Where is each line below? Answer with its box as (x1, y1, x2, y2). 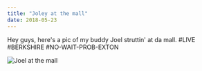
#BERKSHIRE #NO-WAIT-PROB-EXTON (7, 43, 119, 51)
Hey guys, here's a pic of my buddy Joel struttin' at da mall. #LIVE (7, 35, 196, 43)
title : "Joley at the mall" (7, 10, 89, 17)
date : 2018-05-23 (7, 17, 57, 23)
